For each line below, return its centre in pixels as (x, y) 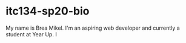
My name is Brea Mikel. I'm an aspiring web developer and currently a (93, 28)
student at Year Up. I (31, 34)
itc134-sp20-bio (48, 11)
